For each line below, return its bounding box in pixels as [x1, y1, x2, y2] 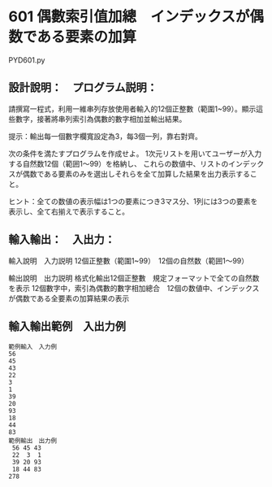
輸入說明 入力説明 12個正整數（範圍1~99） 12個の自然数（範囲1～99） [8, 255, 249, 265]
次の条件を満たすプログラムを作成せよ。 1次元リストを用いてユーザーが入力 [8, 148, 262, 159]
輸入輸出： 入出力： [8, 233, 115, 246]
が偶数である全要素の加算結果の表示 [8, 294, 130, 303]
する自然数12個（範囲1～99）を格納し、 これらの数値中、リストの [8, 159, 229, 168]
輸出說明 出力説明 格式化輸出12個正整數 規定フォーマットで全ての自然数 [8, 273, 260, 283]
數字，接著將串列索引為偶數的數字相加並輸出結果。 [15, 114, 187, 124]
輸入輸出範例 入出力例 [8, 319, 126, 333]
